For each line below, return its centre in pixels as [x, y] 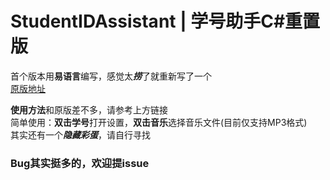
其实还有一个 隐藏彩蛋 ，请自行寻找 [80, 134]
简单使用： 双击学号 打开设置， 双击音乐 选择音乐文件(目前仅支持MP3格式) [159, 122]
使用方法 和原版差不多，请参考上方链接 [89, 109]
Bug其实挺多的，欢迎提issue [80, 163]
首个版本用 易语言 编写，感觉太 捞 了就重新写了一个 [111, 76]
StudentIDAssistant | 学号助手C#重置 [165, 21]
